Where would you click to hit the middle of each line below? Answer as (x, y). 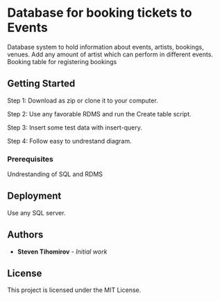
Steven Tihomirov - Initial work (62, 252)
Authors (25, 235)
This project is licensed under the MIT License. (74, 290)
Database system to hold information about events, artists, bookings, (105, 47)
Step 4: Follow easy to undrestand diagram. (69, 141)
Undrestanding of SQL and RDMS (55, 174)
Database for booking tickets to (100, 13)
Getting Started (41, 84)
